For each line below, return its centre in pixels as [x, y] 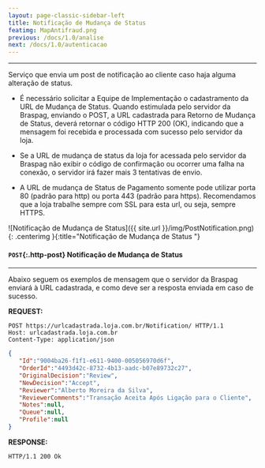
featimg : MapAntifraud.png [52, 30]
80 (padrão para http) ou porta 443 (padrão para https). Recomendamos [138, 196]
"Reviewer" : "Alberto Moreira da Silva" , [86, 390]
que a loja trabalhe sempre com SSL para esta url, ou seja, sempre [128, 204]
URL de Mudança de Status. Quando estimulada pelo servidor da [125, 107]
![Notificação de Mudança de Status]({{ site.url [84, 228]
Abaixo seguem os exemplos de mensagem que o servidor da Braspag [123, 279]
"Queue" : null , [42, 412]
